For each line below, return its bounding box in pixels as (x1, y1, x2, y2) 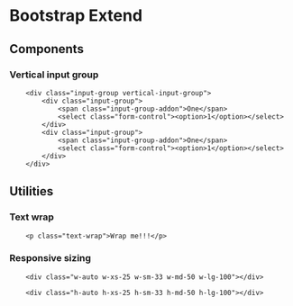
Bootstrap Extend (9, 5, 142, 26)
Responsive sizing (9, 252, 92, 265)
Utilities (9, 184, 54, 199)
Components (9, 41, 84, 57)
